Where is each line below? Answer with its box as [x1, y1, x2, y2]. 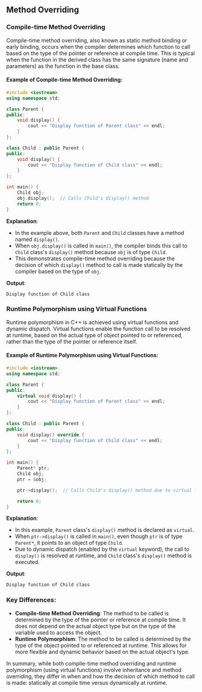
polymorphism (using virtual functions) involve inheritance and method [6, 666, 182, 673]
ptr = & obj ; [17, 476, 47, 482]
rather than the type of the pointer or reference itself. [6, 338, 138, 345]
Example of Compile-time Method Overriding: [6, 76, 123, 83]
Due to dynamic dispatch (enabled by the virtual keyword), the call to [14, 546, 189, 553]
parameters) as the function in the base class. [6, 62, 120, 69]
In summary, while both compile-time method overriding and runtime [6, 659, 177, 667]
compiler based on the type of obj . [14, 268, 101, 275]
